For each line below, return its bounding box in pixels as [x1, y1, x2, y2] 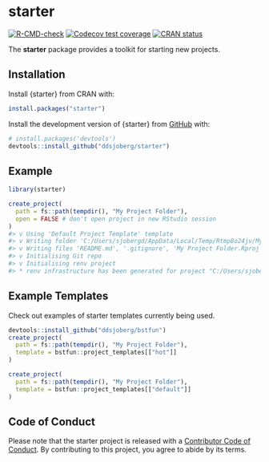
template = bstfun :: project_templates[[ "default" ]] [15, 385, 192, 393]
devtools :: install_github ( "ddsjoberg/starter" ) [8, 142, 171, 150]
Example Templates [8, 290, 109, 303]
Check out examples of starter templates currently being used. [8, 310, 215, 320]
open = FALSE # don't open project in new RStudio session [15, 215, 217, 223]
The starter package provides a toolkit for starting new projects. [8, 44, 220, 54]
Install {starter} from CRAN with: [8, 89, 114, 99]
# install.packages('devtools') [8, 135, 116, 143]
